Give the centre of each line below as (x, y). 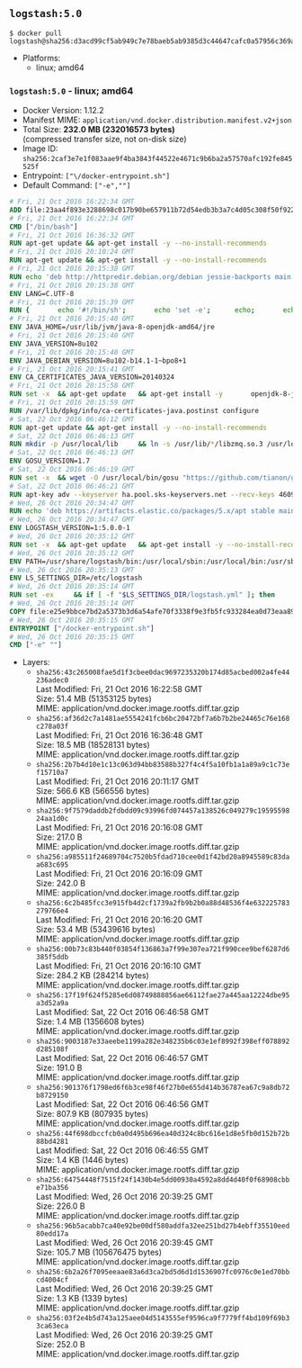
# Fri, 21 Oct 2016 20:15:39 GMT (72, 302)
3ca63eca (52, 1327)
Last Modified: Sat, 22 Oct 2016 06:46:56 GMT (122, 1104)
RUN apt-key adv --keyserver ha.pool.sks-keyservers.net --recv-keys (142, 494)
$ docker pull (36, 33)
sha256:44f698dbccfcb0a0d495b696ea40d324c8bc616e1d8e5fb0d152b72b (163, 1134)
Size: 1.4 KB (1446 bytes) (82, 1160)
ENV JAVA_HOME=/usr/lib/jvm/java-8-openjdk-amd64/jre (112, 328)
